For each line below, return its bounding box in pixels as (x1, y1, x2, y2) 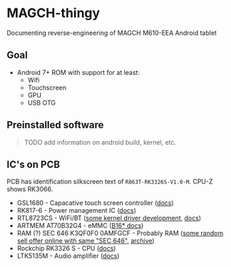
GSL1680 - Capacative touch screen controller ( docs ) (16, 199, 174, 207)
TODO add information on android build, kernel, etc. (24, 137, 177, 147)
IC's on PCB (6, 158, 61, 170)
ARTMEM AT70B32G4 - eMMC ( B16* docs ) (16, 221, 144, 230)
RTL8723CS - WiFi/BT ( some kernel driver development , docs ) (16, 214, 201, 222)
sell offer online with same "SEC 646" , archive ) (16, 236, 155, 245)
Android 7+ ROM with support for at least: (16, 68, 140, 76)
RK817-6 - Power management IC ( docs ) (16, 206, 137, 215)
